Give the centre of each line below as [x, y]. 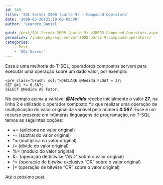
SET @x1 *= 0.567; [24, 85]
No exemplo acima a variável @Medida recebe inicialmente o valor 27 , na [81, 99]
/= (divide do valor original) [41, 146]
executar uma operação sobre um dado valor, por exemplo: [66, 71]
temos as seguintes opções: [34, 120]
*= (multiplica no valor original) [44, 140]
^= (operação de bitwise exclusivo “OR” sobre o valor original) [77, 162]
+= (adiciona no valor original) [44, 130]
